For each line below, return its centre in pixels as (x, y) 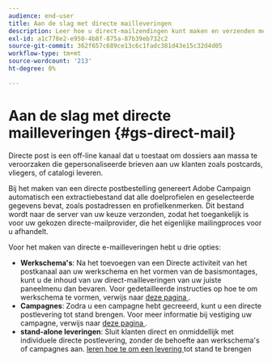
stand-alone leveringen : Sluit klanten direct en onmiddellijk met (127, 331)
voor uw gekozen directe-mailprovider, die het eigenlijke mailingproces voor (135, 223)
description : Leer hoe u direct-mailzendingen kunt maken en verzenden (132, 31)
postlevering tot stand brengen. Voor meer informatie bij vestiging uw (136, 314)
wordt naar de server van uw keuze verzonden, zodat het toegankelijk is (129, 214)
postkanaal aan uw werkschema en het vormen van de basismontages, (138, 271)
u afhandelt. (28, 231)
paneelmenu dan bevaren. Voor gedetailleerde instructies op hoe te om (139, 288)
